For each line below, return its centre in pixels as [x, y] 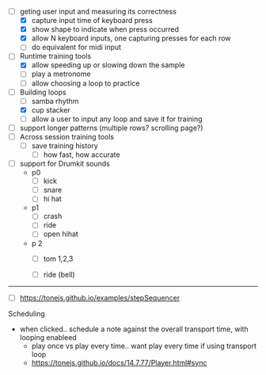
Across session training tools [67, 136]
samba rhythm [55, 101]
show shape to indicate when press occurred [105, 29]
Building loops [43, 92]
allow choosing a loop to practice [85, 83]
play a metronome [61, 74]
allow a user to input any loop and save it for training [117, 119]
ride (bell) [59, 274]
